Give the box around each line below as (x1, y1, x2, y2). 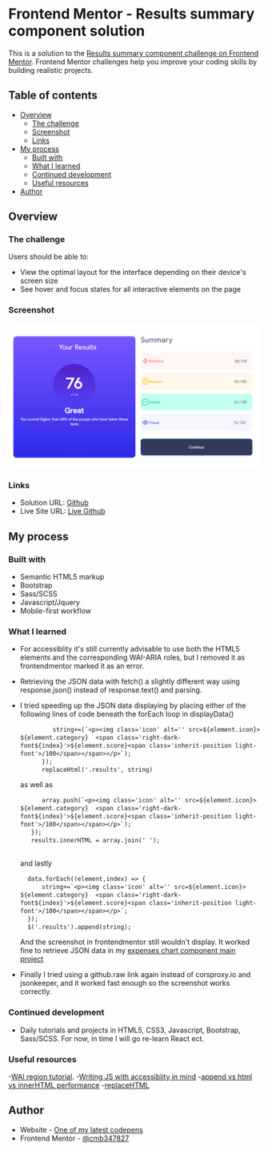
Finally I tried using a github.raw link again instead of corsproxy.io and (19, 970, 251, 979)
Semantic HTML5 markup (19, 572, 105, 582)
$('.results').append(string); (27, 923, 132, 931)
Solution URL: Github (19, 498, 90, 507)
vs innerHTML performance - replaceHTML (8, 1080, 150, 1090)
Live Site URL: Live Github (19, 507, 106, 516)
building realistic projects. (8, 65, 94, 75)
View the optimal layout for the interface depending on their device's (19, 268, 246, 277)
